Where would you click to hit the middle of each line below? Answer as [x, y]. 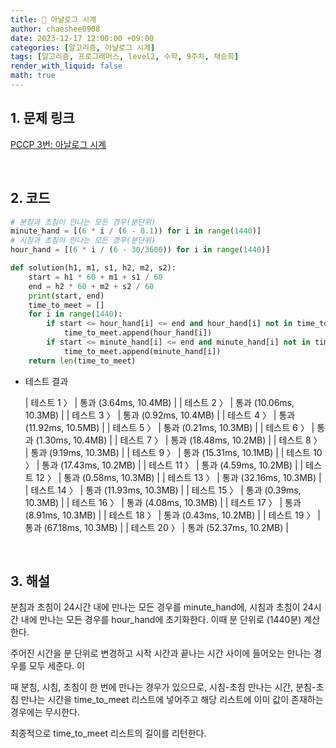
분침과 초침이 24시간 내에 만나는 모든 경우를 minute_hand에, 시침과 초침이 [155, 607]
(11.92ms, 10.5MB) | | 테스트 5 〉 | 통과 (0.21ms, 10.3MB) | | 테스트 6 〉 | [169, 427]
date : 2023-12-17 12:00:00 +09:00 [82, 38]
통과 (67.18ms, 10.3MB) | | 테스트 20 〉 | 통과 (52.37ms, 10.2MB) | [156, 527]
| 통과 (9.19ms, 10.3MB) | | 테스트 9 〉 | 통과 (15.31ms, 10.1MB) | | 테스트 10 [173, 452]
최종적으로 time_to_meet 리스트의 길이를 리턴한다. [108, 733]
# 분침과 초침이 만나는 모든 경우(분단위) [83, 222]
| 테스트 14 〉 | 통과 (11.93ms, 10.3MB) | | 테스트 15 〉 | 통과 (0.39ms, [163, 490]
